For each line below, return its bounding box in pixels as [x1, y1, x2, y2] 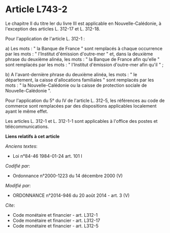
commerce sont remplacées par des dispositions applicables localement [5, 103, 157, 109]
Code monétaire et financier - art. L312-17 [12, 217, 100, 223]
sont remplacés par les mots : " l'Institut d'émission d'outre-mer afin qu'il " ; [5, 61, 164, 68]
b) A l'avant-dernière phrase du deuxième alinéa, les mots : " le [5, 71, 138, 77]
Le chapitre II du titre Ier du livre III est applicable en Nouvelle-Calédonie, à [5, 20, 161, 26]
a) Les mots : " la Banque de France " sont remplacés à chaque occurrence [5, 45, 163, 51]
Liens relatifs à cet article [5, 133, 60, 139]
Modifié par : [5, 182, 31, 188]
